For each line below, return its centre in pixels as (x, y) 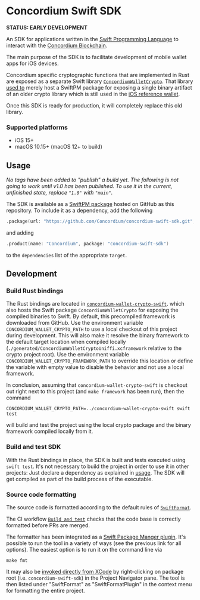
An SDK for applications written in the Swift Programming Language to (92, 39)
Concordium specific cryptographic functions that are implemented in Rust (98, 75)
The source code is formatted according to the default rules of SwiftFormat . (99, 507)
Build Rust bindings (35, 291)
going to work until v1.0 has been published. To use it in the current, (89, 186)
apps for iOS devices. (33, 63)
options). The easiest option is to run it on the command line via (84, 550)
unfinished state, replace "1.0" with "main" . (60, 193)
